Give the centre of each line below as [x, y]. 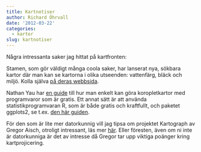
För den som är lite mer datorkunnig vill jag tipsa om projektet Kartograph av [101, 123]
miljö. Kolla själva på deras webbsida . [53, 81]
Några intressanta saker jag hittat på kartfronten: [66, 57]
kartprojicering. [25, 143]
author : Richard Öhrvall [37, 17]
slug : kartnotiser [29, 40]
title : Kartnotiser [31, 12]
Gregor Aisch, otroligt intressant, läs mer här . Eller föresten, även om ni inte [99, 130]
